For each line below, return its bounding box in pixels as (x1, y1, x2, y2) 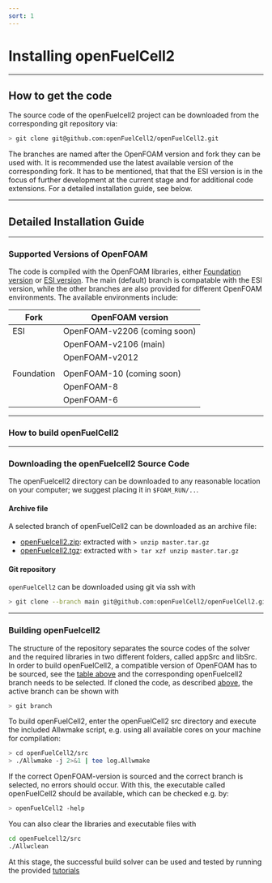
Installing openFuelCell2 (8, 46, 176, 65)
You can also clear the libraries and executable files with (8, 819, 197, 829)
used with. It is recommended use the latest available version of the (8, 158, 234, 168)
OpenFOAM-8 (63, 382, 119, 393)
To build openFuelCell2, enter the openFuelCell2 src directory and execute (8, 716, 257, 726)
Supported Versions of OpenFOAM (8, 248, 148, 259)
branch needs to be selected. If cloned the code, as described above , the (8, 677, 253, 687)
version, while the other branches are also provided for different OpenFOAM (8, 284, 262, 294)
